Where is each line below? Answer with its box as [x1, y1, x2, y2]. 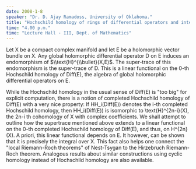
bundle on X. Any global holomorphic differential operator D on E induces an [6, 52, 190, 59]
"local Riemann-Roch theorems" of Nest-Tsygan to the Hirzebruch [6, 144, 165, 152]
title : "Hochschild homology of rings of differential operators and [6, 19, 179, 25]
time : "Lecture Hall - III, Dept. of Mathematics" [6, 30, 132, 36]
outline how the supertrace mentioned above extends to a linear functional [6, 119, 185, 126]
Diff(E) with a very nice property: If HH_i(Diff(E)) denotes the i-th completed [6, 101, 188, 108]
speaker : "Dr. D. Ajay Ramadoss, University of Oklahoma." [6, 14, 153, 20]
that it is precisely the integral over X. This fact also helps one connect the [6, 138, 185, 145]
